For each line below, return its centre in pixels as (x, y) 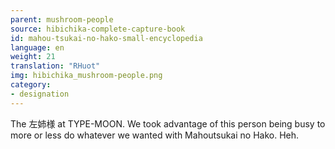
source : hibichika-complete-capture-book (98, 29)
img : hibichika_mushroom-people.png (86, 76)
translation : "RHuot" (55, 66)
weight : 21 (33, 57)
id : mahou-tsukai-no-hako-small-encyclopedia (106, 38)
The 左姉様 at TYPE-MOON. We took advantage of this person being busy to (168, 123)
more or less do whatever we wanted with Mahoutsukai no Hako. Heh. (155, 135)
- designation (40, 94)
